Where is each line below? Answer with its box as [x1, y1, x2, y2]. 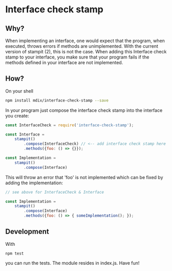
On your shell [5, 88, 34, 94]
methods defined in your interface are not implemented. [5, 60, 123, 65]
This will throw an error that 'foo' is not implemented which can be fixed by [5, 174, 163, 180]
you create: [5, 112, 30, 119]
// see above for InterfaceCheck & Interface [5, 189, 104, 195]
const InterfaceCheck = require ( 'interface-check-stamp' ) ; [5, 122, 134, 128]
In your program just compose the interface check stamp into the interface [5, 107, 163, 113]
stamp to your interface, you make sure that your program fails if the [5, 54, 149, 60]
